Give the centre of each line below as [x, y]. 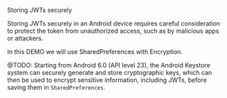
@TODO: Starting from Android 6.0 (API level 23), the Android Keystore [109, 65]
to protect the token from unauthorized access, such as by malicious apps [113, 31]
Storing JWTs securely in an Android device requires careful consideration [114, 23]
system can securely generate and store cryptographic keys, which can [110, 73]
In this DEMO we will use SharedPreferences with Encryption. [95, 52]
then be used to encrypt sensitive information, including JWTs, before [107, 80]
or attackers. [25, 38]
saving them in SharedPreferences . [56, 87]
